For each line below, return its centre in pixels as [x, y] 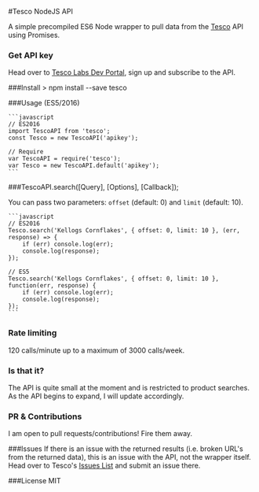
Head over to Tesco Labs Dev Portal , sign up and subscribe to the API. [122, 72]
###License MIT [35, 481]
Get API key [31, 55]
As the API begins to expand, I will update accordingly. [96, 396]
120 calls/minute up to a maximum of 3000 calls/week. [97, 350]
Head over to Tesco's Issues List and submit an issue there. [104, 466]
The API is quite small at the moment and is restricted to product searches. [129, 387]
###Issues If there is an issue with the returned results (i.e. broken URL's [126, 449]
